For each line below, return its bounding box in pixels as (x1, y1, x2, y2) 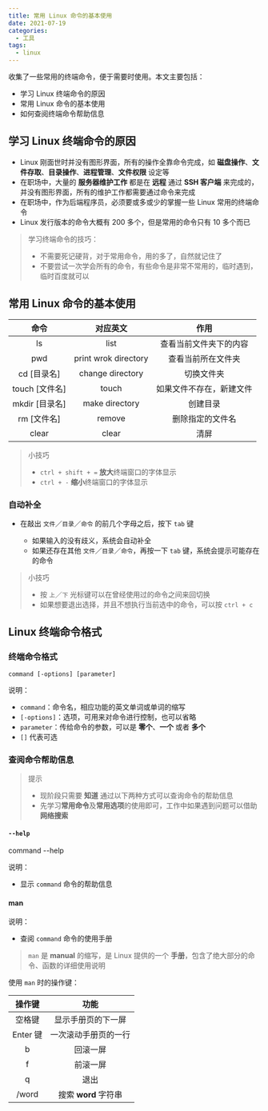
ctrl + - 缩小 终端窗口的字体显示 (39, 477, 148, 486)
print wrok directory (74, 353, 149, 364)
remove (97, 413, 126, 424)
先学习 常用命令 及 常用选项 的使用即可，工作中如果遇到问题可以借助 (39, 801, 258, 810)
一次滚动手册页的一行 (50, 1029, 130, 1041)
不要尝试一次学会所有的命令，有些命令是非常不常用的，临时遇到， (39, 261, 258, 270)
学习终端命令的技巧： (27, 234, 98, 244)
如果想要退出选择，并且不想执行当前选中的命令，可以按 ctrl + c (39, 599, 254, 609)
